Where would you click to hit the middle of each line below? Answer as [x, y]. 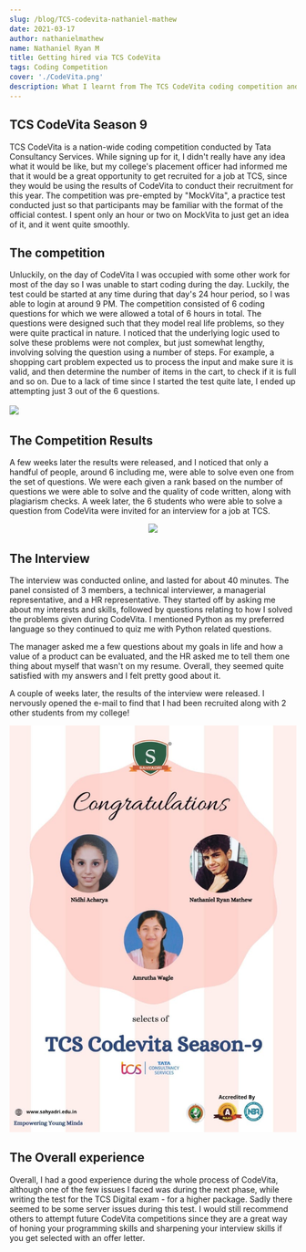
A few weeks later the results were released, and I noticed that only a [139, 463]
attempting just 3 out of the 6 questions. [85, 391]
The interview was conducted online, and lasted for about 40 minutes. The [149, 580]
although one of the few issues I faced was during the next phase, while [144, 1189]
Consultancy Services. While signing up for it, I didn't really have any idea [148, 156]
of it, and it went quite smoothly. [70, 224]
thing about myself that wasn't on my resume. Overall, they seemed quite [147, 666]
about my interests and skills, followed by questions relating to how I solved [151, 610]
